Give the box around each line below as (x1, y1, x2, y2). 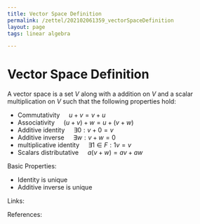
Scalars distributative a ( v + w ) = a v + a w (17, 149, 143, 157)
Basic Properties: (7, 162, 57, 170)
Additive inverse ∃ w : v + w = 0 (17, 133, 116, 142)
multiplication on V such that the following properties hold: (7, 97, 177, 106)
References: (7, 211, 42, 219)
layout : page (7, 23, 46, 30)
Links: (7, 197, 25, 205)
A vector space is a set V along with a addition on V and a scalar (7, 89, 194, 99)
